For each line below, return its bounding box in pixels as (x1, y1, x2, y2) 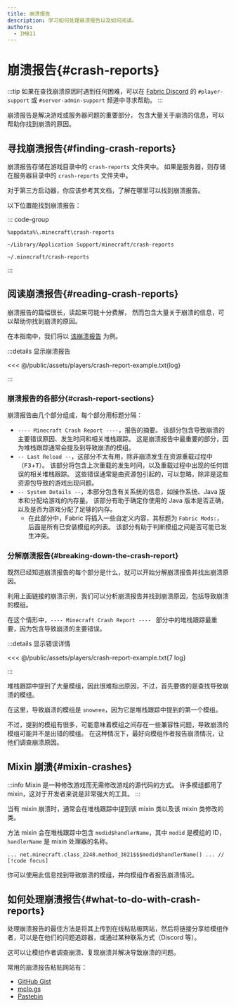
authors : (7, 23, 33, 30)
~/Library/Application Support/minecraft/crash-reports (7, 241, 174, 248)
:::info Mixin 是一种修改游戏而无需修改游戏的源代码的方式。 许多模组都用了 (7, 781, 223, 789)
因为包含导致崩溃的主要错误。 (19, 624, 106, 633)
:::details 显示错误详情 (7, 639, 71, 648)
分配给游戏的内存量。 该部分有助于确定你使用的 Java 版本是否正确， (29, 496, 228, 505)
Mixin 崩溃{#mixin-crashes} (7, 760, 133, 772)
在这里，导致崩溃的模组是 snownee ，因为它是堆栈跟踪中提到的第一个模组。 (7, 705, 223, 714)
